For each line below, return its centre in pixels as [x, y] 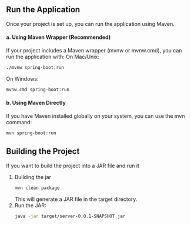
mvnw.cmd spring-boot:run [38, 90]
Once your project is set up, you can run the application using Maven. [90, 24]
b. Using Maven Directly [36, 103]
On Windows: [22, 78]
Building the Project [43, 152]
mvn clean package [37, 188]
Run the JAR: [30, 205]
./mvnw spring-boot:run [35, 68]
